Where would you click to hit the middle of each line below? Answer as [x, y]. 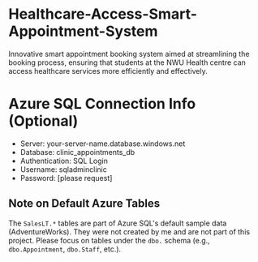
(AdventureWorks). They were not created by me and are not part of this [129, 231]
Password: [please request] [66, 178]
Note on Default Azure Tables [84, 204]
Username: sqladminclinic [63, 169]
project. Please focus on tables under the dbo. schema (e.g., [110, 240]
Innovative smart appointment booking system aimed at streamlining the [129, 54]
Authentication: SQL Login [64, 161]
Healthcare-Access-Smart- [103, 14]
